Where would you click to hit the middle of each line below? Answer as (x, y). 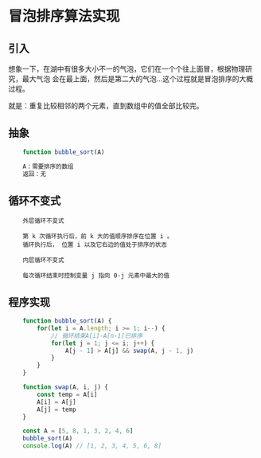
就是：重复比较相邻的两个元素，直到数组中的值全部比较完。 (106, 106)
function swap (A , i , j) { (66, 387)
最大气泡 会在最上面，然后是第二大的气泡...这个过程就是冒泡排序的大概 (138, 79)
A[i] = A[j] (57, 402)
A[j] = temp (57, 409)
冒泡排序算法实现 (64, 16)
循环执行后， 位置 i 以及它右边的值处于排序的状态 (95, 245)
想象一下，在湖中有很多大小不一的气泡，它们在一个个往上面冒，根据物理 (127, 69)
